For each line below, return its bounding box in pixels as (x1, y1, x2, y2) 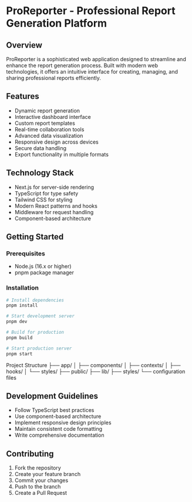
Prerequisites (6, 249, 45, 257)
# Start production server (6, 345, 72, 351)
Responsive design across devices (14, 138, 99, 145)
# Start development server (6, 313, 75, 319)
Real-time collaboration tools (14, 125, 85, 133)
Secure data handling (14, 144, 66, 151)
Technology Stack (6, 168, 74, 178)
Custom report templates (14, 119, 75, 127)
